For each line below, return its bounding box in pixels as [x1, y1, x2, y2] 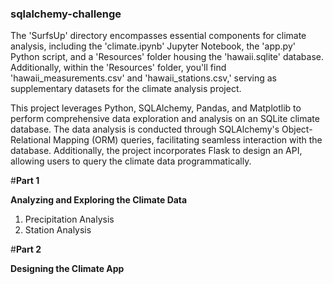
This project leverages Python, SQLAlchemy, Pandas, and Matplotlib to [10, 102, 302, 114]
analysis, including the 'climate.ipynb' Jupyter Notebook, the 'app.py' [10, 40, 296, 52]
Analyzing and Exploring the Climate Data [10, 194, 188, 206]
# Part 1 [10, 175, 40, 187]
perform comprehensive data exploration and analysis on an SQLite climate [10, 113, 320, 125]
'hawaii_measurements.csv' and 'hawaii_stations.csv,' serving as [10, 72, 277, 84]
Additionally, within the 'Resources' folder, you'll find [10, 62, 227, 74]
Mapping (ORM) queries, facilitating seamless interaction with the [53, 134, 323, 146]
